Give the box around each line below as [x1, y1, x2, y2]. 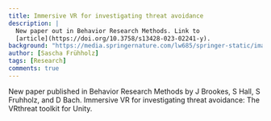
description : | [8, 19, 60, 27]
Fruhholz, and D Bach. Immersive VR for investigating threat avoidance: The [8, 94, 261, 105]
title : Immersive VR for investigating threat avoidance [8, 11, 204, 20]
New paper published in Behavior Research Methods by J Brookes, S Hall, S [8, 86, 261, 96]
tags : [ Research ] [8, 57, 67, 65]
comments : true [8, 65, 60, 73]
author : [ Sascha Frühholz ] [8, 49, 99, 57]
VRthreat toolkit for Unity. [8, 103, 93, 113]
